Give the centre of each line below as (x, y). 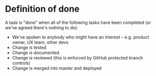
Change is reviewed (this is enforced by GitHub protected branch (78, 57)
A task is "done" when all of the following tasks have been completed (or (78, 22)
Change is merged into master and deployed (57, 68)
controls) (21, 63)
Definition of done (42, 9)
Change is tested (29, 47)
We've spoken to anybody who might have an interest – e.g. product (81, 37)
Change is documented (36, 53)
